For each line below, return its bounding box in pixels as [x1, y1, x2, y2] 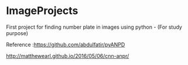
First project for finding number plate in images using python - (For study [6, 23, 183, 30]
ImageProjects [6, 4, 78, 18]
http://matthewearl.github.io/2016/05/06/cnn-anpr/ [6, 52, 129, 59]
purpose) [6, 29, 28, 36]
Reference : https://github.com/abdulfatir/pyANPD [6, 41, 125, 48]
